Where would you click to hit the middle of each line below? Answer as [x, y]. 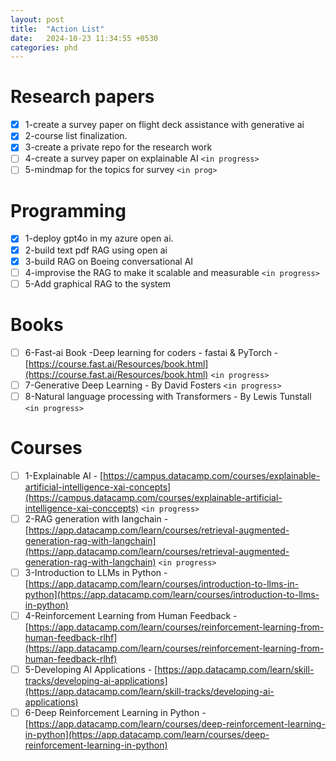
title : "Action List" [57, 29]
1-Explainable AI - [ [64, 475]
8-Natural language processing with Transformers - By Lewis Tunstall [168, 396]
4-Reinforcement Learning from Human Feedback [128, 615]
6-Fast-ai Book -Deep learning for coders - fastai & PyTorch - [151, 352]
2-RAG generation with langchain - [96, 518]
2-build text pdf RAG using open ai [96, 250]
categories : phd [44, 47]
